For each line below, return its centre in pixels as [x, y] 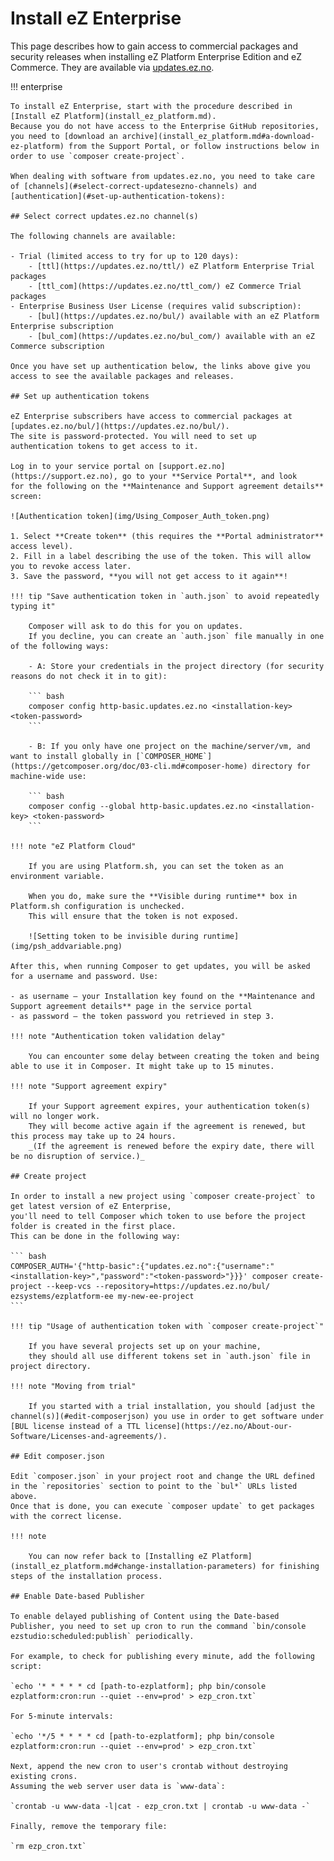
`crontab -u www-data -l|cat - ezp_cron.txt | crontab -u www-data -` [160, 1806]
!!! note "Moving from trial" [73, 1386]
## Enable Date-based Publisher [77, 1596]
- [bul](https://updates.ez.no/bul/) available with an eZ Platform [174, 316]
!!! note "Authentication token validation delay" [118, 1036]
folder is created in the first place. [93, 1226]
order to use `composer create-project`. [98, 156]
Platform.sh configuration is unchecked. [98, 906]
